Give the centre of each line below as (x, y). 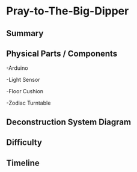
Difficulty (24, 143)
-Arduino (17, 68)
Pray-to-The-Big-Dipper (68, 11)
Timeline (23, 163)
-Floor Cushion (25, 91)
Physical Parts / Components (62, 53)
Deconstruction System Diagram (68, 122)
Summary (25, 33)
